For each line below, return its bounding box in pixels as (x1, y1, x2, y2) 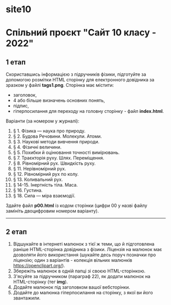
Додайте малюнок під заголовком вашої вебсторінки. (13, 284, 130, 290)
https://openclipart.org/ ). (13, 263, 65, 268)
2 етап (6, 227, 27, 236)
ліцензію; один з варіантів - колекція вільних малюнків (13, 257, 132, 263)
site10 (6, 4, 31, 15)
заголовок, (13, 92, 37, 98)
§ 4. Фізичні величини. (13, 144, 62, 150)
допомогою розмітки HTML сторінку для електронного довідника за (6, 77, 154, 83)
